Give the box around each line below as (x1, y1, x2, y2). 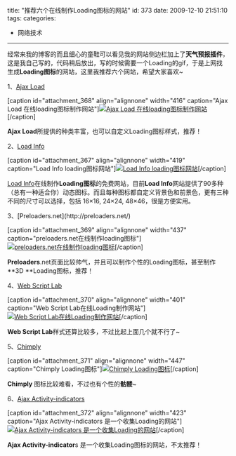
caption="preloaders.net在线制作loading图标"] (7, 234, 142, 242)
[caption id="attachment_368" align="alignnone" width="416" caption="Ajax (7, 97, 228, 105)
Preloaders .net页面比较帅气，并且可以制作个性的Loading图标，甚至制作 (7, 258, 216, 266)
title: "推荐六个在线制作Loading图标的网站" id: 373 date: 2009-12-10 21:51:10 (7, 6, 228, 14)
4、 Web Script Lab (7, 281, 63, 290)
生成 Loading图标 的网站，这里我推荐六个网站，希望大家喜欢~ (7, 67, 184, 76)
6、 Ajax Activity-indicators (7, 395, 85, 403)
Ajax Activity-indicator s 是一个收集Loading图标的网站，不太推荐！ (7, 441, 202, 449)
